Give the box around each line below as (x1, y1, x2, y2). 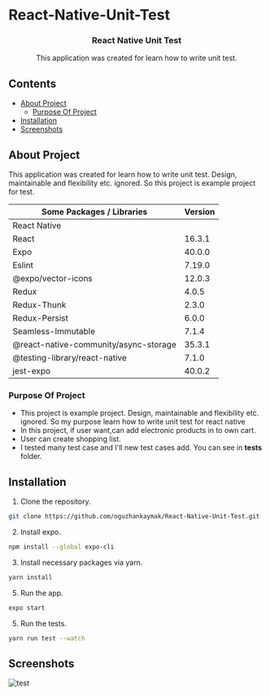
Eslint (12, 260, 34, 271)
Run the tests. (20, 619, 67, 628)
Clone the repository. (20, 496, 91, 506)
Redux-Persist (12, 313, 69, 324)
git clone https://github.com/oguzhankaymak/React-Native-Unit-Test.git (8, 513, 260, 521)
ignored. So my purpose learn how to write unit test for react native (20, 417, 246, 426)
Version (184, 206, 216, 217)
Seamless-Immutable (12, 326, 96, 337)
